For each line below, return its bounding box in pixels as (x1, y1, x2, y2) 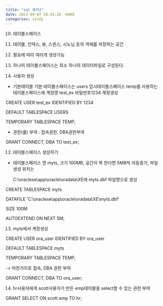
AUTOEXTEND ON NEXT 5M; (5, 216, 65, 222)
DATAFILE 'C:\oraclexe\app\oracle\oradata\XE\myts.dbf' (5, 196, 120, 202)
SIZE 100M (5, 206, 28, 212)
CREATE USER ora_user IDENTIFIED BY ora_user (5, 235, 105, 241)
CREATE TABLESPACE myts (5, 187, 62, 193)
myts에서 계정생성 (12, 226, 49, 231)
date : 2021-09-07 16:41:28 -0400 (5, 12, 75, 17)
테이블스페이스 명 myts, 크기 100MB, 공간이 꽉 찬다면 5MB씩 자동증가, (12, 160, 149, 166)
